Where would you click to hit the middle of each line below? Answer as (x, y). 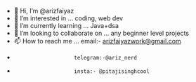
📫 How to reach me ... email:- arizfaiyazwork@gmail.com (97, 41)
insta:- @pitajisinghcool (111, 71)
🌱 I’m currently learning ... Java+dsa (66, 26)
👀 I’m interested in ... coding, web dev (68, 18)
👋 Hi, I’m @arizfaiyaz (44, 11)
